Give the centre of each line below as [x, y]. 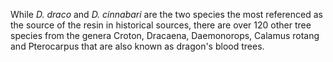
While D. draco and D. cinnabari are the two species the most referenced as [166, 14]
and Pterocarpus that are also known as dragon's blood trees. [137, 46]
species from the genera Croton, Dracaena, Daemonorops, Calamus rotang [165, 35]
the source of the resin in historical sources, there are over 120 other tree [161, 25]
